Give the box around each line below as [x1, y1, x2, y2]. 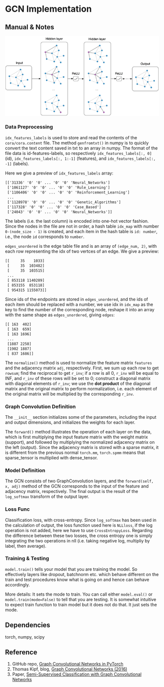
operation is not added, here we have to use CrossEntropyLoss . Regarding [5, 527, 153, 533]
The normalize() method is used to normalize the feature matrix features [5, 360, 152, 365]
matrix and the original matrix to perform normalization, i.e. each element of [5, 386, 157, 391]
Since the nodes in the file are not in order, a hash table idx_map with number [5, 223, 160, 229]
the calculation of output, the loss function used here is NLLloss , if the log [5, 522, 153, 528]
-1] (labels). [5, 160, 29, 167]
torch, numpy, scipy [5, 634, 45, 640]
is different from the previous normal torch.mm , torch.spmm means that [5, 450, 145, 455]
